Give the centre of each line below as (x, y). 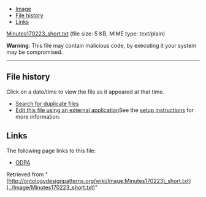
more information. (38, 116)
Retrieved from (25, 174)
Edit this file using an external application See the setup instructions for (105, 110)
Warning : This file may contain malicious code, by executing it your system (101, 46)
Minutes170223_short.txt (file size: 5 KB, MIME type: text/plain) (86, 34)
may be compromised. (35, 52)
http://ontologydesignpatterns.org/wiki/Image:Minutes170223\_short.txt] (100, 180)
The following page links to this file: (51, 151)
